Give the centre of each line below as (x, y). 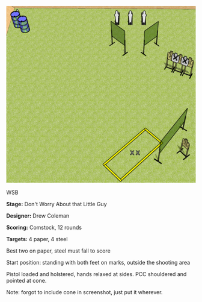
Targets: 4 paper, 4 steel (37, 239)
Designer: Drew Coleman (38, 215)
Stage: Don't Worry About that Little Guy (57, 204)
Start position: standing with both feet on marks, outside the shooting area (98, 262)
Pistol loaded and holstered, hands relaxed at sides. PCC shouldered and (96, 274)
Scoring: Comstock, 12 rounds (44, 227)
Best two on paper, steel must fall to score (59, 251)
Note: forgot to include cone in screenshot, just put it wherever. (84, 292)
